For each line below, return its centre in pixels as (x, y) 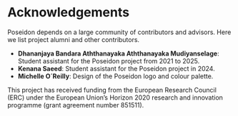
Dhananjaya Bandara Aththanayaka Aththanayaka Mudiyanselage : (118, 53)
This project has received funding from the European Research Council (112, 90)
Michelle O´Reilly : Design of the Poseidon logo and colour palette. (115, 76)
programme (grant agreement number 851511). (76, 105)
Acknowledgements (69, 12)
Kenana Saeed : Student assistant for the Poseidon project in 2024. (116, 68)
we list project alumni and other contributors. (74, 39)
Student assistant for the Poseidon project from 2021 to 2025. (109, 60)
